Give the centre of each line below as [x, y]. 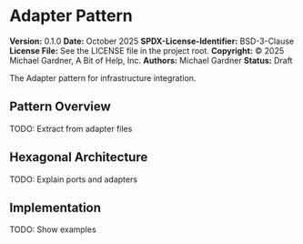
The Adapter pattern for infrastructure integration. [103, 77]
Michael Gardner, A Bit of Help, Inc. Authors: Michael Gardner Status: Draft [151, 60]
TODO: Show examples [53, 229]
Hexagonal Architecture [79, 157]
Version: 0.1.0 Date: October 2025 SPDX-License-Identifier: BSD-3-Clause [151, 41]
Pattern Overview [60, 107]
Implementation [56, 207]
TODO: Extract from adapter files [71, 128]
